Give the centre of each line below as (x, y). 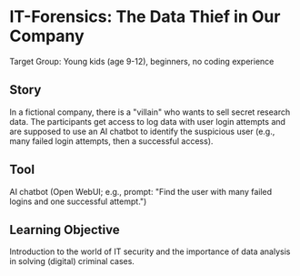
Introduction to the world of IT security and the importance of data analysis (150, 251)
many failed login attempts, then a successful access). (111, 141)
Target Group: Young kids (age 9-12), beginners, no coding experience (142, 61)
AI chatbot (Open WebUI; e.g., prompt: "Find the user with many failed (141, 191)
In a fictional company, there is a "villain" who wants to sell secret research (150, 112)
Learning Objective (65, 230)
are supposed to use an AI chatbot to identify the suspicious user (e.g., (142, 131)
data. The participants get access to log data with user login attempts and (148, 121)
